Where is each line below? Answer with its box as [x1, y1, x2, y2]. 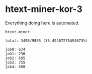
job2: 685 [5, 56, 26, 61]
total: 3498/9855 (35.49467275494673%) [5, 38, 88, 43]
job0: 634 [5, 47, 26, 52]
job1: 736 [5, 51, 26, 56]
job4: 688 [5, 64, 26, 69]
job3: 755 [5, 60, 26, 65]
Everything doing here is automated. [5, 20, 80, 26]
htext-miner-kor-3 [5, 3, 83, 15]
